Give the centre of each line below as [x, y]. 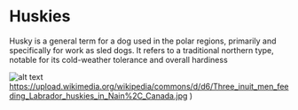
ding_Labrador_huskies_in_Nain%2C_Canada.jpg [98, 96]
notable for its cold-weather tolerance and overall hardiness [118, 59]
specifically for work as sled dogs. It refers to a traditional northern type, [142, 50]
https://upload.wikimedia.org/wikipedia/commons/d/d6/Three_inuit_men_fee [149, 86]
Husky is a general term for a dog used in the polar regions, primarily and [143, 41]
